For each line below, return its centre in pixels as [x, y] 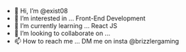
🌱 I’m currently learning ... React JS [66, 26]
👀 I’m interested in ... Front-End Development [80, 18]
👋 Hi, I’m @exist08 [41, 11]
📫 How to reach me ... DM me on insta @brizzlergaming [97, 41]
